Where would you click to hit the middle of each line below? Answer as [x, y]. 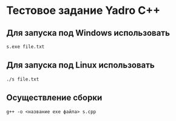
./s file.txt [23, 79]
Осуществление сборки [54, 98]
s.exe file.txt [25, 47]
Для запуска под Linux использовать [80, 65]
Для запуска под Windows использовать [88, 33]
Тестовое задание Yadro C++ [83, 11]
